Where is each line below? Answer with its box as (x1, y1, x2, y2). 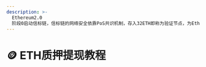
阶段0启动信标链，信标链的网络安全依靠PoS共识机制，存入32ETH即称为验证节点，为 (12, 20, 192, 26)
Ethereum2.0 (12, 15, 43, 21)
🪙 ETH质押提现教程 (6, 48, 106, 62)
